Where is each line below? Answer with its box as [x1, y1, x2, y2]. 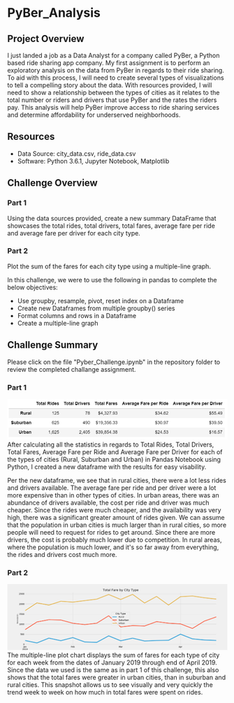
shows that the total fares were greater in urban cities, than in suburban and [7, 673, 226, 682]
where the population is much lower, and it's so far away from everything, [7, 543, 219, 551]
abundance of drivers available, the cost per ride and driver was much [7, 498, 210, 507]
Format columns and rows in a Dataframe [17, 311, 137, 319]
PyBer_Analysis [7, 5, 101, 21]
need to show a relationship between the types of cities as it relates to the [7, 89, 220, 96]
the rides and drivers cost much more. [7, 551, 117, 558]
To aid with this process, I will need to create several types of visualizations [7, 73, 225, 82]
